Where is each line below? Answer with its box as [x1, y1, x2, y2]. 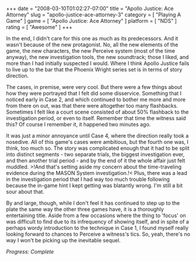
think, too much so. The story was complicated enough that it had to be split [6, 145, 190, 152]
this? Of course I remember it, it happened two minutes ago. [6, 121, 151, 128]
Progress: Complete [6, 248, 54, 255]
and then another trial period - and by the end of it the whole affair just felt [6, 157, 185, 164]
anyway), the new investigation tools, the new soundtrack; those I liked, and [6, 54, 189, 60]
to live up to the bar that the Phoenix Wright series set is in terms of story [6, 66, 183, 73]
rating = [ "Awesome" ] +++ [6, 23, 73, 30]
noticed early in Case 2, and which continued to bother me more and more [6, 96, 186, 103]
